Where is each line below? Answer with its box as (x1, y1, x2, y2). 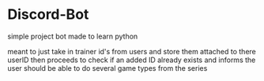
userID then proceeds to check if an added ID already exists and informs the (7, 55, 256, 64)
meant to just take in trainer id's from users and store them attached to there (7, 46, 256, 56)
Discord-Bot (7, 6, 89, 24)
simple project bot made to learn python (7, 31, 138, 41)
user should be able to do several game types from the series (7, 63, 208, 72)
